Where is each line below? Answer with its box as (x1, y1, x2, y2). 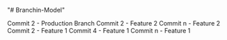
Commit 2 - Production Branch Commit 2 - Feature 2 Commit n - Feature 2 (7, 19, 221, 27)
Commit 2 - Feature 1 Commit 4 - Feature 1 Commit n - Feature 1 (7, 27, 191, 34)
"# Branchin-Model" (7, 6, 65, 14)
